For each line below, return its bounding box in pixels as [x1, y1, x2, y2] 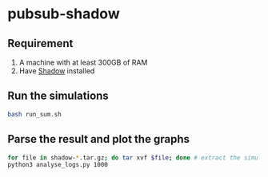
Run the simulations [7, 89, 109, 103]
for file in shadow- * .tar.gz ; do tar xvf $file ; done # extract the [7, 153, 241, 162]
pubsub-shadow [7, 5, 121, 23]
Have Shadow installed [18, 66, 95, 76]
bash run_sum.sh [7, 110, 62, 118]
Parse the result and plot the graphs [7, 132, 190, 146]
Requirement [7, 37, 74, 50]
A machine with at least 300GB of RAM [18, 57, 148, 67]
